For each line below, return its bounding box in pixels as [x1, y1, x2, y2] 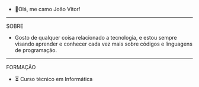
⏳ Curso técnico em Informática [14, 76, 93, 82]
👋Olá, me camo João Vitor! [14, 6, 81, 12]
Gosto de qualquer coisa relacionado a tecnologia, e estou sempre [14, 34, 177, 41]
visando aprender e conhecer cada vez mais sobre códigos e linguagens [14, 40, 192, 47]
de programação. [14, 47, 57, 53]
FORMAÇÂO [6, 64, 36, 70]
